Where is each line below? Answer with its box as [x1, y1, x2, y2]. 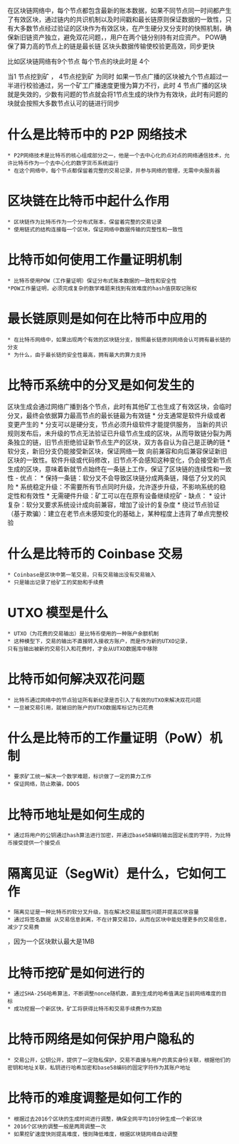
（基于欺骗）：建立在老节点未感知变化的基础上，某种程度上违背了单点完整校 [7, 509, 229, 517]
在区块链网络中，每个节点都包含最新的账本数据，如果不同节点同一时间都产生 [7, 6, 232, 14]
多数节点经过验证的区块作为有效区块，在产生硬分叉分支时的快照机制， [19, 24, 225, 32]
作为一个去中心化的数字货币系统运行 [28, 159, 119, 166]
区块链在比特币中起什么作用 [7, 193, 170, 209]
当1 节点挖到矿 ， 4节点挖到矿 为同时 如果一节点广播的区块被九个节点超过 [7, 72, 223, 81]
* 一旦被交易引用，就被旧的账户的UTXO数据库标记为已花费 [7, 704, 154, 712]
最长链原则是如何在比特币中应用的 [7, 311, 208, 327]
